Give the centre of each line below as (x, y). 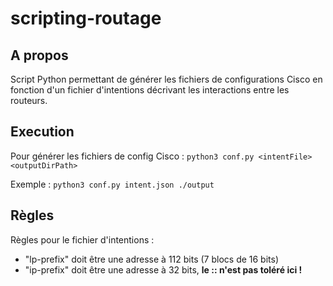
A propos (39, 55)
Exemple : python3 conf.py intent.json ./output (112, 184)
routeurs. (29, 100)
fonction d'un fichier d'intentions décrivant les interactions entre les (150, 90)
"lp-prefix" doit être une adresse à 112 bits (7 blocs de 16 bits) (152, 259)
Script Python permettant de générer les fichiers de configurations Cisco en (166, 79)
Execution (42, 132)
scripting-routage (86, 18)
